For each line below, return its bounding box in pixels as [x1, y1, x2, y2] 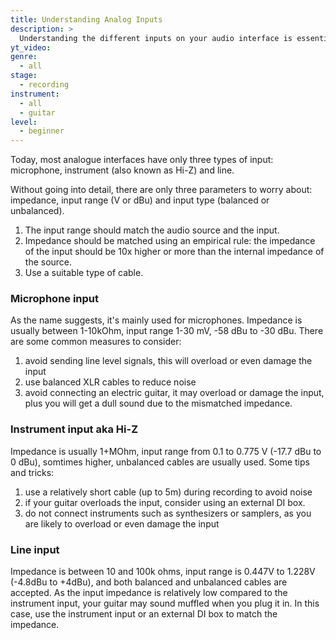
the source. [24, 256, 73, 268]
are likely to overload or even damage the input [24, 517, 220, 530]
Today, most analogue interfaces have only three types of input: [10, 154, 274, 166]
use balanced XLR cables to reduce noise [24, 376, 197, 388]
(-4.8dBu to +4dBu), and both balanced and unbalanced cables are [10, 576, 288, 588]
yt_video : [10, 42, 52, 53]
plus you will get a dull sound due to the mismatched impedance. [24, 397, 293, 410]
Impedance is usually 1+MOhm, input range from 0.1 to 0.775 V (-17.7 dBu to [10, 445, 322, 457]
